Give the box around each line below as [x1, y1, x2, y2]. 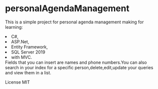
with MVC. [11, 54, 32, 60]
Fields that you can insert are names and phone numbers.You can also [5, 59, 147, 65]
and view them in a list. [5, 70, 51, 75]
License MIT [5, 79, 30, 85]
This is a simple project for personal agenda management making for [5, 19, 144, 25]
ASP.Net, [11, 38, 29, 44]
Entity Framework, [11, 44, 48, 50]
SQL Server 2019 [11, 49, 45, 55]
